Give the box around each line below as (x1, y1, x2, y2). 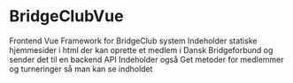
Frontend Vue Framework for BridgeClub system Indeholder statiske (9, 35, 258, 46)
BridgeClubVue (9, 6, 124, 26)
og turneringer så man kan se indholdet (9, 64, 153, 74)
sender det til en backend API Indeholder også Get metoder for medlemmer (9, 54, 285, 64)
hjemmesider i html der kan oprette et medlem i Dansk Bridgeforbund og (9, 44, 274, 55)
